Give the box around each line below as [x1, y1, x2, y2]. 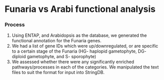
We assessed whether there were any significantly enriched [11, 59, 134, 65]
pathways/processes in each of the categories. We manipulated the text [11, 64, 159, 70]
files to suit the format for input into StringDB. [11, 70, 105, 76]
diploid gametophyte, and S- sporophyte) [11, 54, 97, 60]
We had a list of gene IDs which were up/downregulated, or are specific [11, 43, 159, 49]
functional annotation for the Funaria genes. [11, 38, 102, 44]
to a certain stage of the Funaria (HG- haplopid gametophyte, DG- [11, 48, 147, 54]
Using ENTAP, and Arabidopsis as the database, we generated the [11, 32, 147, 38]
